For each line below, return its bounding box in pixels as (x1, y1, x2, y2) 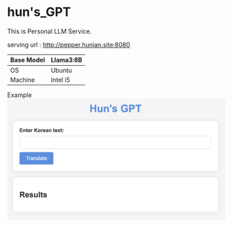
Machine (10, 76, 35, 84)
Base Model (10, 56, 45, 64)
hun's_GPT (7, 4, 71, 20)
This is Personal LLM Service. (7, 27, 92, 35)
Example (7, 91, 33, 99)
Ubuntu (51, 66, 73, 74)
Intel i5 (51, 76, 71, 84)
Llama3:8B (51, 56, 82, 64)
